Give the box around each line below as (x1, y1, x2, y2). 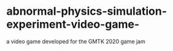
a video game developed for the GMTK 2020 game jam (6, 37, 145, 45)
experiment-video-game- (6, 17, 140, 31)
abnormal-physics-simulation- (6, 4, 167, 18)
